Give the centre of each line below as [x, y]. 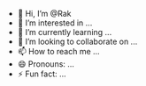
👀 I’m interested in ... [55, 23]
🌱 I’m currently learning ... [65, 32]
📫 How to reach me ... [58, 51]
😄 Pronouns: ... [46, 64]
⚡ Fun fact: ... [42, 74]
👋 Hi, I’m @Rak [45, 14]
